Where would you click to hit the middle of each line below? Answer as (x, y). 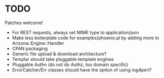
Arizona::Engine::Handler (38, 43)
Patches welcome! (24, 23)
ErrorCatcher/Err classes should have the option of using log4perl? (82, 70)
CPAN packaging (30, 48)
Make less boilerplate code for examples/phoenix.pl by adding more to (86, 38)
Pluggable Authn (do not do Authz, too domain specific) (70, 64)
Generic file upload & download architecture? (59, 54)
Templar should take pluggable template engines (63, 59)
